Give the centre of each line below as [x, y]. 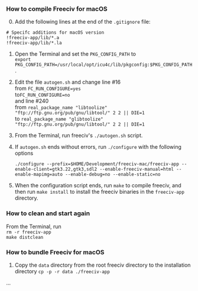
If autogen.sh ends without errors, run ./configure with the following [98, 147]
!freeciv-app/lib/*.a [33, 38]
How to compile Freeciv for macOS [57, 9]
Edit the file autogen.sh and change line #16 [68, 82]
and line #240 [32, 101]
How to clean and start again [48, 213]
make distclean [25, 237]
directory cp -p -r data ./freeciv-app [62, 271]
